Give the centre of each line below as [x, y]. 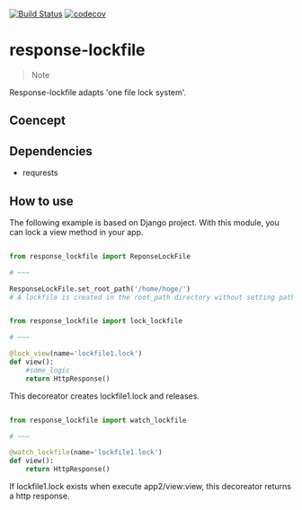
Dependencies [51, 151]
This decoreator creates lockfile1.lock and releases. [105, 396]
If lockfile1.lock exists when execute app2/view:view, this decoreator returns [151, 487]
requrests [40, 173]
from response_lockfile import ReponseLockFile [100, 256]
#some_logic [48, 370]
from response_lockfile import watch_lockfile [98, 420]
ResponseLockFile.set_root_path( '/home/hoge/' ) [100, 289]
